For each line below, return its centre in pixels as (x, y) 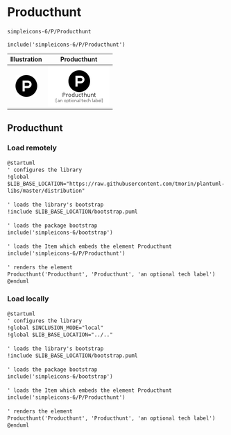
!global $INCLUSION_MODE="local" (55, 328)
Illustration (26, 59)
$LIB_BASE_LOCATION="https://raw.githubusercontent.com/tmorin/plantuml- (116, 184)
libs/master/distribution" (46, 191)
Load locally (28, 299)
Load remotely (32, 148)
